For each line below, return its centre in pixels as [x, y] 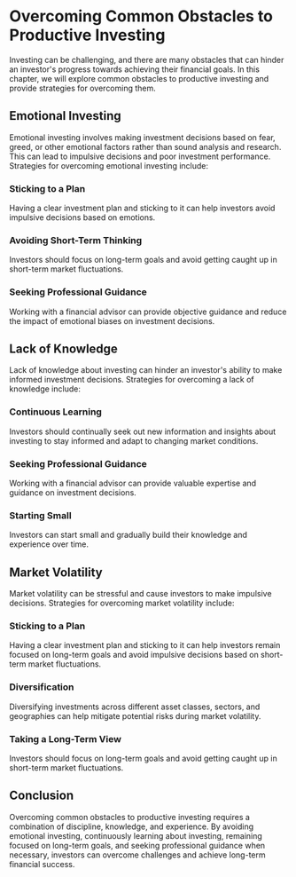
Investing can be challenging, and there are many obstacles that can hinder [147, 59]
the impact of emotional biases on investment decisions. [112, 320]
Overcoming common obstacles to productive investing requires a [130, 817]
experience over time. [49, 544]
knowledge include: [45, 389]
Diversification [42, 687]
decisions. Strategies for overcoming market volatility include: [122, 603]
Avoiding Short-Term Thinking [76, 240]
